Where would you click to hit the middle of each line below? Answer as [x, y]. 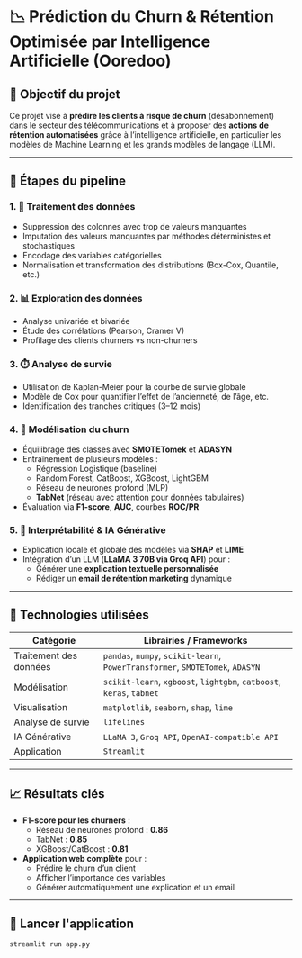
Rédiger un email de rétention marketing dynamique [133, 578]
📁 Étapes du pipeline [67, 181]
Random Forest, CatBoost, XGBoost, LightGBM [122, 478]
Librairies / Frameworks [195, 640]
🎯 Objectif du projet [65, 94]
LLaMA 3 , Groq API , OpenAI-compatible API [191, 737]
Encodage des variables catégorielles [92, 255]
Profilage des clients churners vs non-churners [110, 340]
